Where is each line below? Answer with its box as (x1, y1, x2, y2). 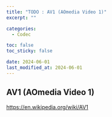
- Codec (12, 31, 31, 37)
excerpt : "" (6, 15, 36, 21)
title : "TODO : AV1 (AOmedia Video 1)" (6, 9, 107, 15)
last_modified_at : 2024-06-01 (6, 65, 83, 71)
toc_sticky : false (6, 48, 53, 54)
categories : (6, 26, 36, 32)
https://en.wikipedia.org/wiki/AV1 (6, 103, 89, 110)
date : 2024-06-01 (6, 59, 50, 65)
